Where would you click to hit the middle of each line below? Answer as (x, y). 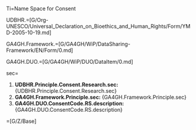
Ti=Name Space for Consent (41, 9)
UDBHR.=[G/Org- (27, 20)
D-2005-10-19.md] (29, 32)
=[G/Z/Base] (21, 121)
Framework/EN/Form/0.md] (40, 50)
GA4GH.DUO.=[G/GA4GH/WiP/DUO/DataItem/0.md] (70, 62)
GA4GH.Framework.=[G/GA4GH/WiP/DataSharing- (68, 44)
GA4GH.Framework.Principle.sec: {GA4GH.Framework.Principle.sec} (100, 97)
